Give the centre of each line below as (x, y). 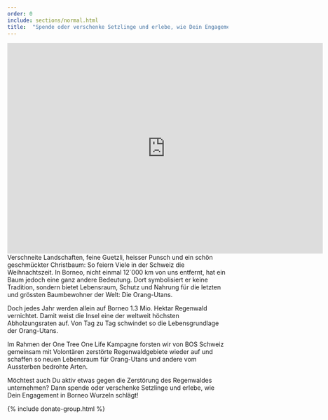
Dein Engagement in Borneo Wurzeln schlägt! (73, 395)
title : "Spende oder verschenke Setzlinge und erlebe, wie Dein (104, 27)
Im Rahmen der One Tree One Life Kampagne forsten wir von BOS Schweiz (116, 344)
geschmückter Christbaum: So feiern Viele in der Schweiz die (96, 265)
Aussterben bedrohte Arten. (48, 367)
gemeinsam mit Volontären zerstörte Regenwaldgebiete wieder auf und (110, 352)
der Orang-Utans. (33, 331)
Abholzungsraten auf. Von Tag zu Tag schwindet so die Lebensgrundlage (113, 323)
